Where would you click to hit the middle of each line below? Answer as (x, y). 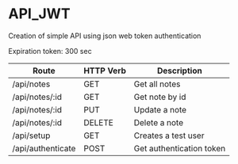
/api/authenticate (44, 148)
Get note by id (160, 97)
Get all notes (157, 84)
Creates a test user (169, 135)
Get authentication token (180, 148)
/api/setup (31, 135)
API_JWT (39, 14)
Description (180, 71)
